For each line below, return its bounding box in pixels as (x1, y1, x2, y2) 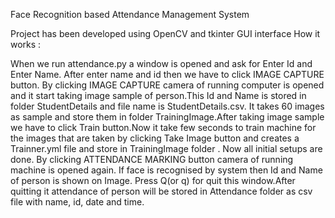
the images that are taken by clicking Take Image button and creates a (10, 132, 300, 144)
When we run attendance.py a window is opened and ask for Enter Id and (10, 58, 313, 69)
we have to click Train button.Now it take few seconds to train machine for (10, 122, 317, 133)
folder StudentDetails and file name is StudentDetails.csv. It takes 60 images (10, 100, 325, 112)
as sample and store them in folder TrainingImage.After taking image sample (10, 111, 325, 123)
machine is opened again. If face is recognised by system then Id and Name (10, 164, 323, 176)
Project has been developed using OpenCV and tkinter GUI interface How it (10, 28, 321, 39)
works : (10, 39, 42, 50)
